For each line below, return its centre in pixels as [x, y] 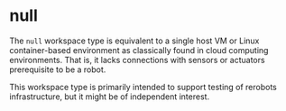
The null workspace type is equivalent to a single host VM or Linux [134, 41]
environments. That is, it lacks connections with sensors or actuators [137, 60]
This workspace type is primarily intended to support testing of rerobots [143, 87]
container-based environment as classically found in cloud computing [139, 50]
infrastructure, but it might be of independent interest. [110, 97]
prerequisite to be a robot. [58, 69]
